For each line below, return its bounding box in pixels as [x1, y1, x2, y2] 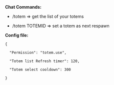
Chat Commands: [5, 4, 42, 10]
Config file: [5, 33, 28, 38]
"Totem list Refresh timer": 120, [9, 59, 80, 64]
